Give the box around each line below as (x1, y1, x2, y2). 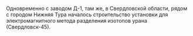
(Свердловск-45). (6, 23, 51, 30)
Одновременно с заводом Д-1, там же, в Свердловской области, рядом (6, 5, 188, 12)
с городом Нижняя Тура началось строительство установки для (6, 11, 168, 18)
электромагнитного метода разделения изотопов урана (6, 17, 148, 24)
